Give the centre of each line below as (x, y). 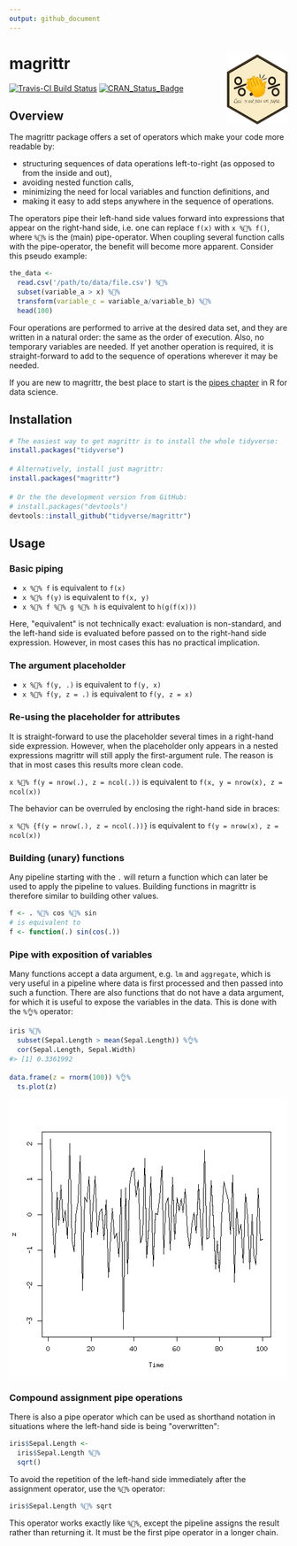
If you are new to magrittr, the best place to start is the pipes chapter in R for (148, 382)
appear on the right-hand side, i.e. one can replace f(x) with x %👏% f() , (140, 228)
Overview (37, 115)
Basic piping (36, 568)
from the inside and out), (67, 173)
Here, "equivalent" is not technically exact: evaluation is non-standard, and (145, 624)
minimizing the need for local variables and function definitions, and (145, 192)
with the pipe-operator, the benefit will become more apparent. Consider (141, 247)
